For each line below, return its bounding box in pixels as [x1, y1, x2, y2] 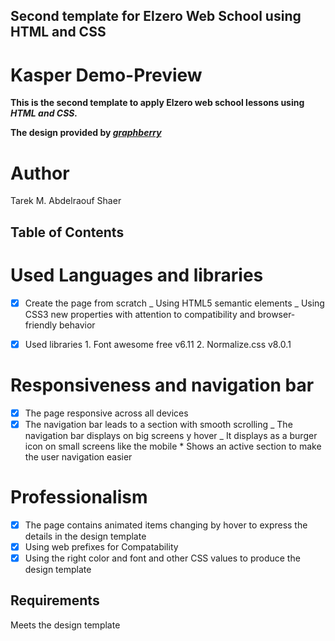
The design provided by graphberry [10, 127, 162, 139]
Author [10, 162, 70, 184]
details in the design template [24, 530, 147, 542]
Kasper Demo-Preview [10, 64, 203, 86]
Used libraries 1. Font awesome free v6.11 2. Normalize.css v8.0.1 [24, 338, 292, 350]
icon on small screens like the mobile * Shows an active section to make [24, 440, 322, 452]
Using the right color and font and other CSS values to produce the [24, 552, 301, 564]
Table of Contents [10, 224, 125, 241]
